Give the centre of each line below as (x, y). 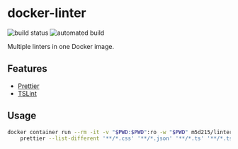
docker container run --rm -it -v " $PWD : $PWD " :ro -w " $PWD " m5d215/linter (120, 132)
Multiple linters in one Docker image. (61, 46)
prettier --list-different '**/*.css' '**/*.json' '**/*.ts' (112, 139)
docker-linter (47, 13)
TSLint (27, 93)
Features (27, 69)
